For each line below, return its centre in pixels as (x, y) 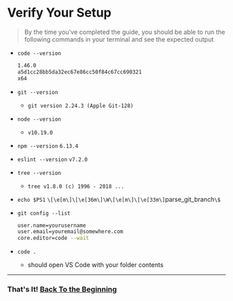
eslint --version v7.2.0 (52, 160)
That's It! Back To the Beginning (62, 289)
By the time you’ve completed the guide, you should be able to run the (124, 32)
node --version (39, 119)
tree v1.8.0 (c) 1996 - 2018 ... (76, 186)
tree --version (39, 173)
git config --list (44, 213)
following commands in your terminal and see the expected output (119, 39)
